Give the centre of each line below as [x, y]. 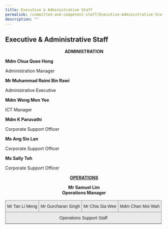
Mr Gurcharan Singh [60, 206]
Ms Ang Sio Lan [22, 139]
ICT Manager [19, 110]
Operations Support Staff [83, 218]
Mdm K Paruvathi [23, 120]
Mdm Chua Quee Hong [29, 61]
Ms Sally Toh [19, 158]
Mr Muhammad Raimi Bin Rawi [37, 81]
